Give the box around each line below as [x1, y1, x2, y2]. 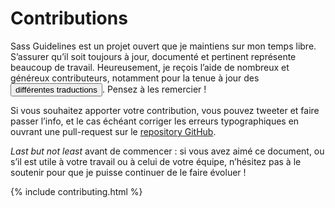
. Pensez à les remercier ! [101, 83, 207, 95]
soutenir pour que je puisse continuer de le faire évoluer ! [10, 166, 247, 178]
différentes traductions [15, 84, 98, 95]
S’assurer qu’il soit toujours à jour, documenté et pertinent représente [10, 50, 297, 62]
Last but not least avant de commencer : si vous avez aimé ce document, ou [10, 145, 325, 157]
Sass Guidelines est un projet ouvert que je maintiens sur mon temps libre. [10, 40, 317, 52]
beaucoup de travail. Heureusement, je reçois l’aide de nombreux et [10, 61, 290, 73]
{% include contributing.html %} [10, 185, 143, 197]
